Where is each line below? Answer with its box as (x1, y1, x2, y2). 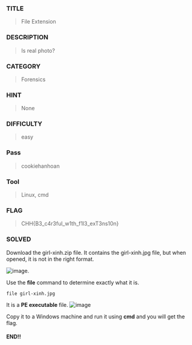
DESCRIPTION (6, 33, 49, 42)
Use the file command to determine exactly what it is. (6, 278, 139, 286)
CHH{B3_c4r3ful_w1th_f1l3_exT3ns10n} (21, 220, 119, 228)
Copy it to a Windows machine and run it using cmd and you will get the (6, 313, 185, 320)
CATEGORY (6, 62, 41, 70)
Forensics (21, 76, 46, 83)
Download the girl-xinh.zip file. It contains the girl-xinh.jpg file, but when (6, 249, 186, 256)
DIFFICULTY (6, 120, 43, 128)
